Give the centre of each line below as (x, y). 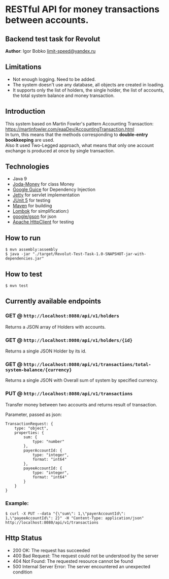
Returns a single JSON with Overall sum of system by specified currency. (82, 380)
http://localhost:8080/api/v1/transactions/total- (87, 364)
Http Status (24, 538)
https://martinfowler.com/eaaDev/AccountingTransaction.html (70, 129)
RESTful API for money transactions (82, 9)
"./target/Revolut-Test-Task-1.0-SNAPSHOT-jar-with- (89, 254)
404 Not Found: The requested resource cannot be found (73, 561)
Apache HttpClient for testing (43, 222)
